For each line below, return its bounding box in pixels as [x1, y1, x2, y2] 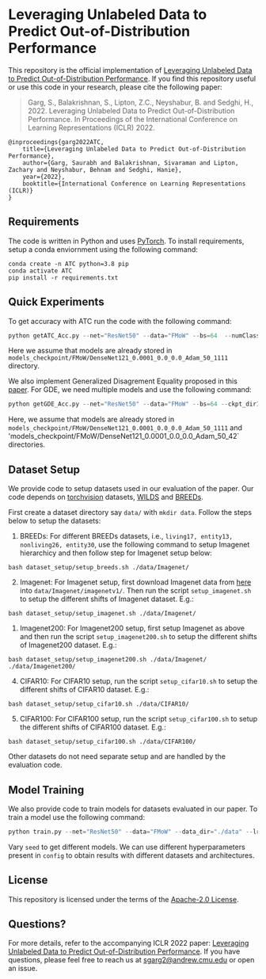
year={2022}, [22, 173, 66, 181]
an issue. [8, 964, 38, 973]
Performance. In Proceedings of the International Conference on [27, 114, 237, 124]
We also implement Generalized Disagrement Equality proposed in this [8, 376, 237, 386]
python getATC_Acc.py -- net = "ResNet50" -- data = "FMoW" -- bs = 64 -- [8, 331, 232, 340]
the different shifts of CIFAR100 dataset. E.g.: [19, 722, 166, 732]
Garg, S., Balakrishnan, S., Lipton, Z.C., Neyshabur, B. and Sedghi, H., [27, 97, 254, 107]
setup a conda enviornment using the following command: [8, 244, 198, 254]
